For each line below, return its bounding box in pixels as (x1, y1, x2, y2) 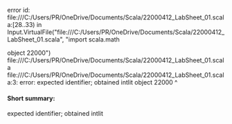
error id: (7, 6, 30, 14)
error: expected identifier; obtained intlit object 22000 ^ (19, 78, 178, 86)
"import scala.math (65, 35, 120, 44)
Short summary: (7, 94, 55, 103)
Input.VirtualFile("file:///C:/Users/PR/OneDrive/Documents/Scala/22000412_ (7, 28, 225, 36)
